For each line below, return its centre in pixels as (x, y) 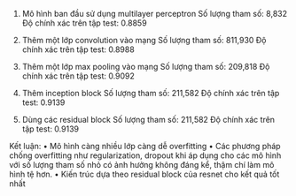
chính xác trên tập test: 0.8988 (78, 49)
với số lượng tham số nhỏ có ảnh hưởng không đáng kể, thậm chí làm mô (142, 165)
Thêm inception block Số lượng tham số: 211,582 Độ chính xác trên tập (151, 93)
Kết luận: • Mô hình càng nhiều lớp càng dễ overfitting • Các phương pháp (145, 146)
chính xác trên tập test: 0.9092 (78, 76)
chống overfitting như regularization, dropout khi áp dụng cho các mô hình (145, 155)
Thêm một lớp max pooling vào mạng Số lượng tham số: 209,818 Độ (146, 67)
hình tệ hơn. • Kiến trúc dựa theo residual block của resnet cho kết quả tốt (144, 174)
